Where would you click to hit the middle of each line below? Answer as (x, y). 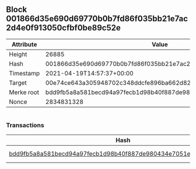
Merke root (24, 92)
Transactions (25, 125)
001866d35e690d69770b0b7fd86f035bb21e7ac (97, 19)
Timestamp (24, 73)
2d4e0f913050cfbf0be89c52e (64, 28)
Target (18, 82)
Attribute (24, 44)
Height (18, 54)
